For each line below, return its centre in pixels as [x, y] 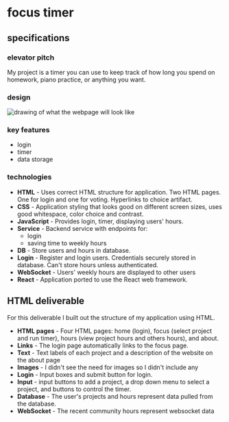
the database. [36, 404]
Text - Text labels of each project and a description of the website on [115, 352]
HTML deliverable [46, 301]
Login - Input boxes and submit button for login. [85, 374]
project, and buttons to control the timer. [74, 389]
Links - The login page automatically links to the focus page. [103, 345]
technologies [29, 177]
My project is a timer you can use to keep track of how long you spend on [111, 72]
